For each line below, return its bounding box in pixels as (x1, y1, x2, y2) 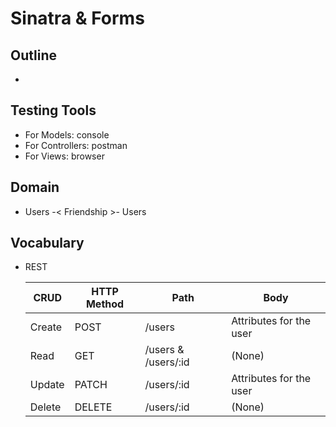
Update (29, 378, 65, 392)
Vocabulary (10, 235, 85, 252)
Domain (10, 179, 60, 196)
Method (85, 297, 125, 311)
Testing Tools (10, 102, 97, 119)
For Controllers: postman (24, 139, 128, 151)
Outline (10, 47, 57, 64)
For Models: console (24, 128, 110, 141)
